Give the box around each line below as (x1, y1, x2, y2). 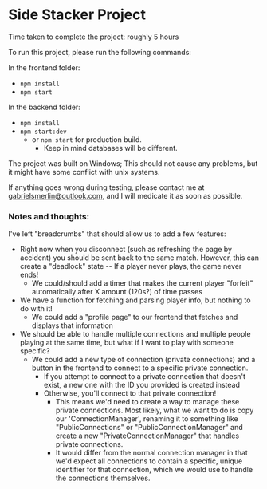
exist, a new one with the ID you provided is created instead (43, 381, 241, 390)
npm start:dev (19, 128, 67, 136)
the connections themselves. (55, 473, 151, 483)
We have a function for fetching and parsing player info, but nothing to (19, 295, 251, 305)
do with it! (19, 304, 53, 314)
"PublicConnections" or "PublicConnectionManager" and (55, 423, 243, 432)
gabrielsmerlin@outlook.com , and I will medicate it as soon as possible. (8, 191, 243, 200)
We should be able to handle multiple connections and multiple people (19, 329, 251, 339)
